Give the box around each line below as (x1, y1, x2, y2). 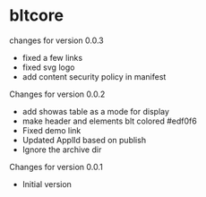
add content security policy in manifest (21, 71, 167, 81)
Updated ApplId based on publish (21, 134, 146, 145)
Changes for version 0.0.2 (9, 89, 106, 99)
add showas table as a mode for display (21, 106, 170, 116)
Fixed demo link (21, 124, 82, 135)
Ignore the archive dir (21, 144, 102, 155)
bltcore (9, 5, 64, 26)
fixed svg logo (21, 62, 75, 73)
